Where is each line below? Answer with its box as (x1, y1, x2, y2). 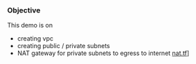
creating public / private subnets (17, 42, 110, 50)
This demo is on (7, 21, 53, 30)
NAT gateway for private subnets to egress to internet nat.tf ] (17, 49, 190, 57)
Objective (7, 6, 41, 15)
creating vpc (17, 34, 54, 43)
